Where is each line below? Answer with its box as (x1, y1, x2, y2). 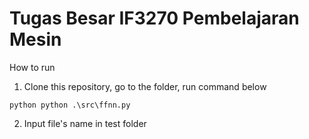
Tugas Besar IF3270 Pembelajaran (9, 7, 300, 30)
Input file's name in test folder (23, 117, 147, 129)
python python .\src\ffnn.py (9, 100, 131, 110)
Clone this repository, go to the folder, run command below (23, 80, 267, 92)
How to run (9, 61, 56, 73)
